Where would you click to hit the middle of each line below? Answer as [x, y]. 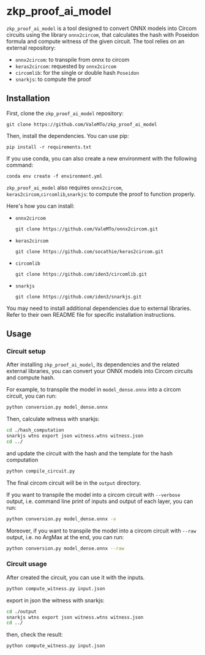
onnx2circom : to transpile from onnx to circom [72, 59]
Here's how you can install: [40, 206]
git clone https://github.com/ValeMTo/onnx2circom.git [87, 229]
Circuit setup [26, 352]
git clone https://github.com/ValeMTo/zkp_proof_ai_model [82, 124]
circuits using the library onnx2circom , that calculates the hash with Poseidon [103, 34]
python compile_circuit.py [41, 471]
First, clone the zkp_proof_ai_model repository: [65, 113]
